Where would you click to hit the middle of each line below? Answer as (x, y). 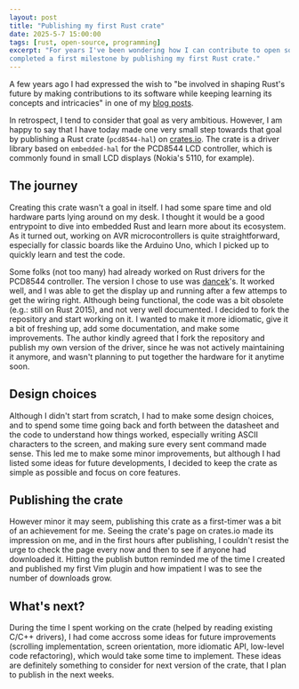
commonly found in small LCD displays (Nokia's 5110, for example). (132, 158)
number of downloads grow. (61, 578)
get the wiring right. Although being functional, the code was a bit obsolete (146, 300)
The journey (44, 186)
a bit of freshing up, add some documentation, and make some (125, 328)
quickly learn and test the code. (67, 254)
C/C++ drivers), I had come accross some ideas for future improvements (143, 637)
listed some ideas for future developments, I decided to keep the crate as (143, 462)
